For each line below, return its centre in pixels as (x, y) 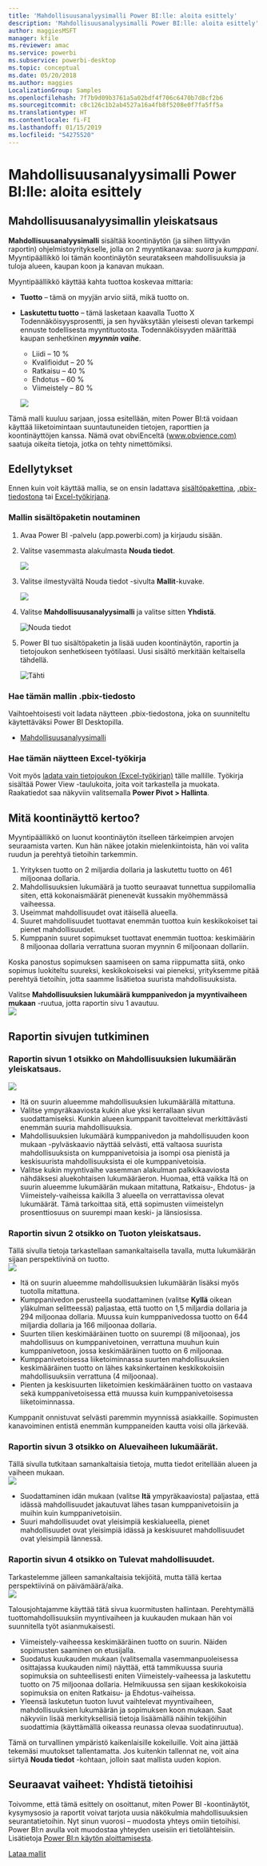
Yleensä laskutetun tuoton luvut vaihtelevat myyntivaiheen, (117, 1701)
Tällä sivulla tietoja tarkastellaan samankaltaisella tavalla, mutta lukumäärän (132, 1250)
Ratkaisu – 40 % (59, 370)
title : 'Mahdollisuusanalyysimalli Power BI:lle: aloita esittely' (123, 16)
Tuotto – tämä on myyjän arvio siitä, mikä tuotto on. (104, 297)
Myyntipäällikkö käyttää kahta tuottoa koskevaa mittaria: (101, 281)
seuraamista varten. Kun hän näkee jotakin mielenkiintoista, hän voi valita (129, 846)
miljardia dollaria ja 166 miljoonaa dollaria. (88, 1325)
